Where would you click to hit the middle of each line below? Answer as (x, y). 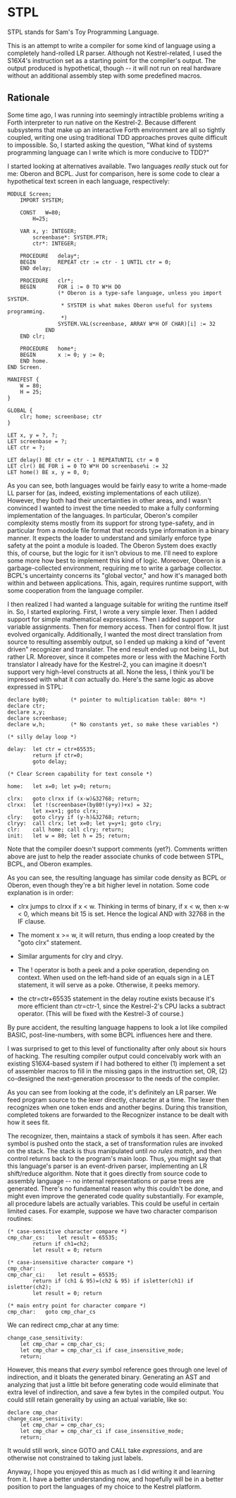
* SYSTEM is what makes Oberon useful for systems (137, 305)
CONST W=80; (41, 213)
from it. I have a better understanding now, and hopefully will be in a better (116, 1479)
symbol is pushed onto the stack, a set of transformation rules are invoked (115, 1143)
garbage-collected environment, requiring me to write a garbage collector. (115, 568)
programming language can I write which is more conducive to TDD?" (108, 152)
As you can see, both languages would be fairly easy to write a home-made (117, 485)
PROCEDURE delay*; (50, 256)
